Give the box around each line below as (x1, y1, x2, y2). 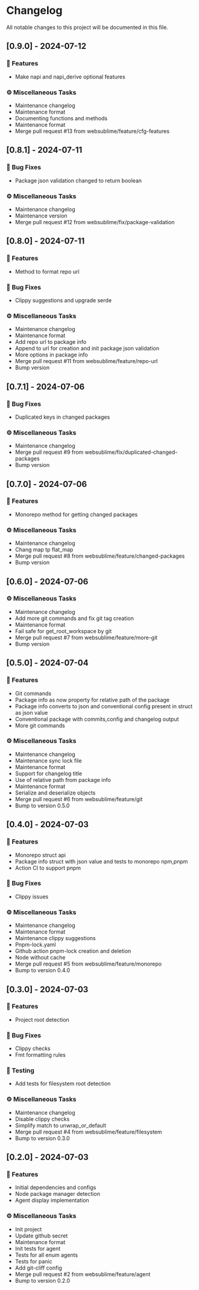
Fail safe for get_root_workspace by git (14, 627, 112, 634)
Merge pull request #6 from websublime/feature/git (14, 795, 143, 802)
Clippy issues (14, 892, 49, 900)
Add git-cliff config (14, 1264, 62, 1271)
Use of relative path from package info (14, 776, 112, 783)
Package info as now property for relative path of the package (14, 696, 170, 703)
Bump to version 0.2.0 (14, 1277, 71, 1284)
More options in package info (14, 351, 89, 358)
